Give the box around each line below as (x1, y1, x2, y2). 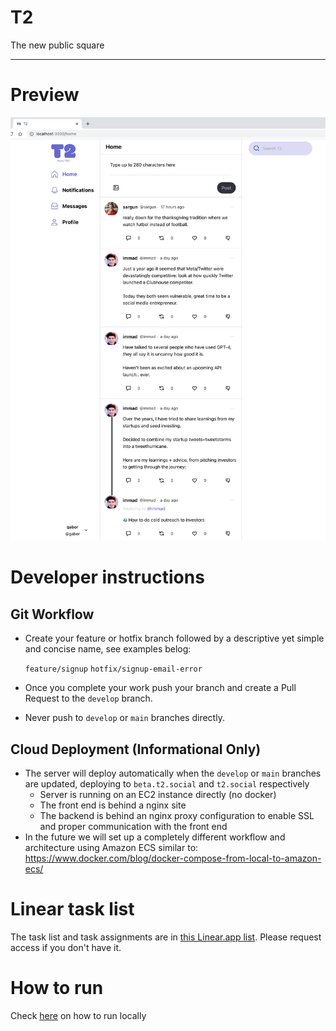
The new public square (10, 39, 105, 51)
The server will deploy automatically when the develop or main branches (24, 767, 322, 779)
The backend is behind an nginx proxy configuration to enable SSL (39, 809, 315, 821)
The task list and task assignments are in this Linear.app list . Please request (10, 931, 322, 943)
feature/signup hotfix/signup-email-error (24, 664, 203, 675)
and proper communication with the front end (39, 820, 228, 832)
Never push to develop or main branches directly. (24, 712, 225, 724)
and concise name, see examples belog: (24, 643, 192, 655)
